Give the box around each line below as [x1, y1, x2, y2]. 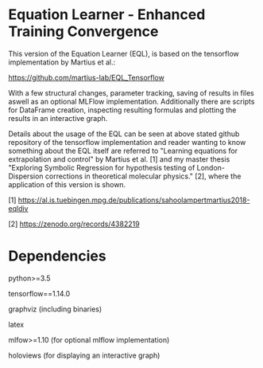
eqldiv [8, 203, 29, 213]
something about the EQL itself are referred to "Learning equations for [8, 146, 238, 155]
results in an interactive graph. [8, 113, 108, 123]
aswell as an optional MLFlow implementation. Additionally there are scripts [8, 96, 255, 106]
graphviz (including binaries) [8, 304, 102, 314]
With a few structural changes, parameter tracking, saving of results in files [8, 88, 254, 97]
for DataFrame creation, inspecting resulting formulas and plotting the [8, 105, 237, 115]
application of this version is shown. [8, 179, 126, 189]
